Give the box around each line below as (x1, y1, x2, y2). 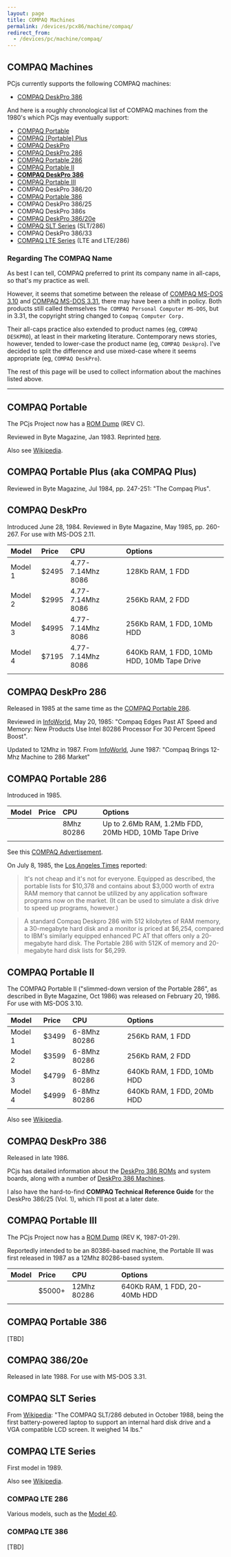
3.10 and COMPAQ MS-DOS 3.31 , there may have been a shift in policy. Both (7, 297, 222, 305)
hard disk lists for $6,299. (54, 947, 127, 955)
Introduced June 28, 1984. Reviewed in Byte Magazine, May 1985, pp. (7, 522, 205, 530)
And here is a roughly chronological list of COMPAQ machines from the (7, 106, 208, 114)
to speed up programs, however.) (23, 904, 119, 912)
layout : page (7, 10, 45, 17)
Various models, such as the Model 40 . (7, 1510, 118, 1518)
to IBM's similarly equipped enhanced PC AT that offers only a (23, 932, 200, 940)
